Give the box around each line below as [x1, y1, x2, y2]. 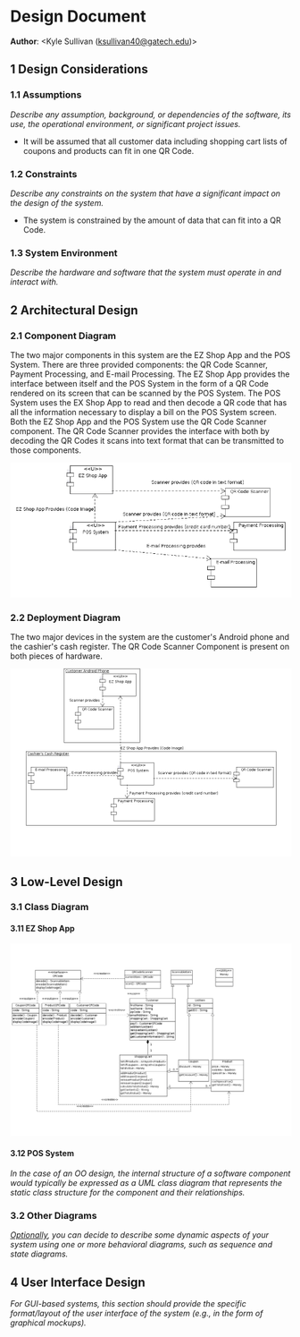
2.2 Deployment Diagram [10, 611, 121, 624]
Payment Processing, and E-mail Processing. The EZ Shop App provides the [10, 369, 290, 379]
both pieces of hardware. [10, 651, 104, 661]
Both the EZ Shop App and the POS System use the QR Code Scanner [10, 416, 267, 427]
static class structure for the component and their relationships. [10, 1187, 246, 1197]
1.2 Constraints [10, 167, 78, 180]
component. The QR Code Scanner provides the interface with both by [10, 425, 271, 436]
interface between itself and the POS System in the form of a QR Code [10, 378, 269, 388]
